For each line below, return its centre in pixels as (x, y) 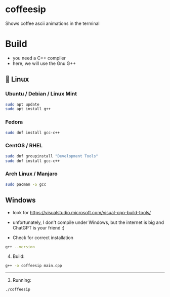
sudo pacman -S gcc (26, 184)
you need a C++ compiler (39, 58)
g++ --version (20, 247)
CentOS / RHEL (24, 146)
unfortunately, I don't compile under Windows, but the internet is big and (88, 222)
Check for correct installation (43, 238)
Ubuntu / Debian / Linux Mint (41, 94)
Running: (22, 280)
